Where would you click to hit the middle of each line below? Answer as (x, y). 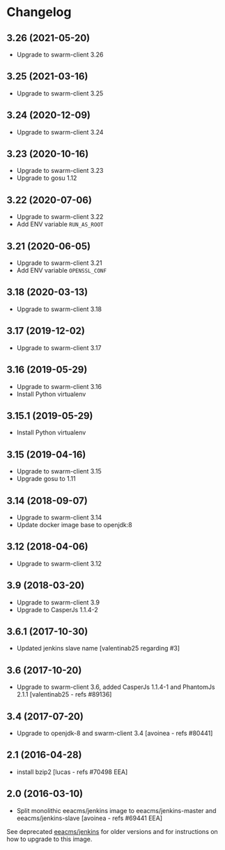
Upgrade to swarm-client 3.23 (60, 171)
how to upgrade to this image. (49, 839)
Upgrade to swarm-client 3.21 (59, 263)
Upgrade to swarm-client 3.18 (59, 309)
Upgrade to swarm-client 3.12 (59, 563)
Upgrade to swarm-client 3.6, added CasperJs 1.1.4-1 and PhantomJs (116, 687)
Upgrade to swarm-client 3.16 (59, 386)
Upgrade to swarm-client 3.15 (59, 471)
